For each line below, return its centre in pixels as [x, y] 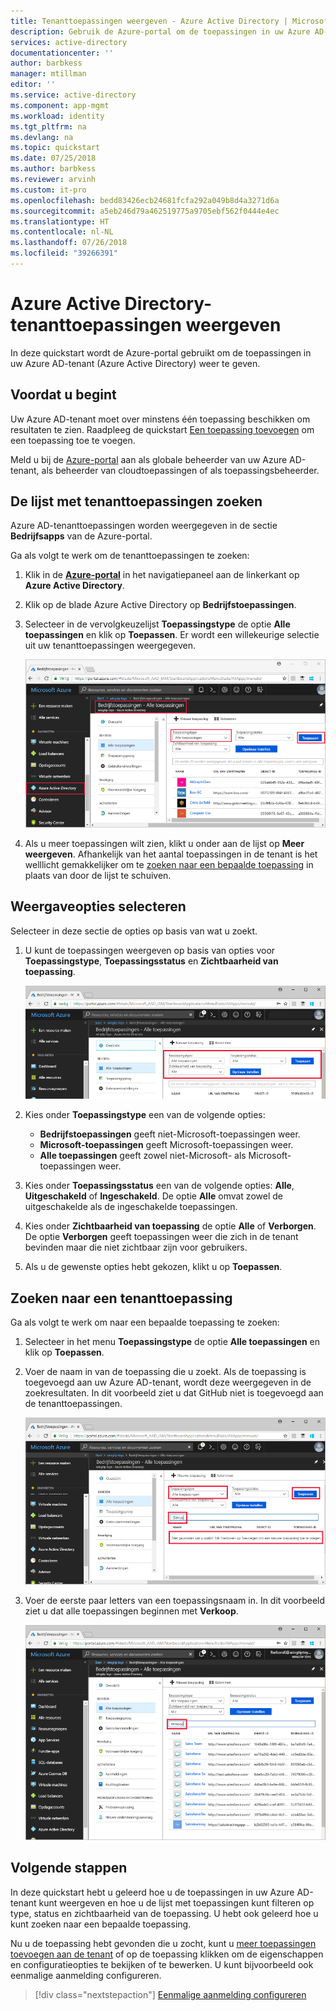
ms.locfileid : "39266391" [64, 253]
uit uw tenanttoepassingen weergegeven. [110, 646]
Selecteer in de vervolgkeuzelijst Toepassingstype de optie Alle [157, 624]
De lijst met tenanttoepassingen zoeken [136, 501]
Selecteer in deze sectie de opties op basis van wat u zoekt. [134, 931]
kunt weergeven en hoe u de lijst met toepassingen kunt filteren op [176, 1902]
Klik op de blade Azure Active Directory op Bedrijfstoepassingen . [160, 605]
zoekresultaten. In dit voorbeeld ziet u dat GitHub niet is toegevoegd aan [174, 1393]
